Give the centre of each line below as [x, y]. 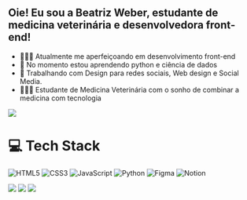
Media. [31, 81]
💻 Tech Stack [54, 146]
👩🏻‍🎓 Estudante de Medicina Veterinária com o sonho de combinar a [129, 89]
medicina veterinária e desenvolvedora [106, 25]
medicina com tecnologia [61, 98]
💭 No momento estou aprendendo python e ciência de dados [118, 64]
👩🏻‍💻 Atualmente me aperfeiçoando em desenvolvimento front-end [127, 56]
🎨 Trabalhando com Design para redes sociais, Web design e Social [129, 73]
